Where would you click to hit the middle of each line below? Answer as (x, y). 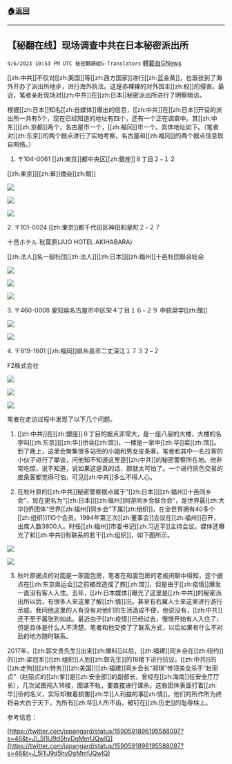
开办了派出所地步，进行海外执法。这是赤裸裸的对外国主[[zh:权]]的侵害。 (116, 86)
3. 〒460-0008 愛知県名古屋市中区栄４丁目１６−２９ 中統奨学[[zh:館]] (108, 310)
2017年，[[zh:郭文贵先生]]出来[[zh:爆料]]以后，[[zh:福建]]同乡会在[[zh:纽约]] (115, 651)
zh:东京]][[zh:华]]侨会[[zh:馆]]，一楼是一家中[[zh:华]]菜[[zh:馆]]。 (127, 442)
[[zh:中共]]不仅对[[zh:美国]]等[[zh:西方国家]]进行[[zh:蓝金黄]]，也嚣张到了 (112, 78)
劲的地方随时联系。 (45, 636)
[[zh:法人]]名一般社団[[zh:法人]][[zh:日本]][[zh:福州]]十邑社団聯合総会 (106, 257)
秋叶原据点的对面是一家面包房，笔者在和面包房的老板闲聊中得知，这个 (117, 576)
